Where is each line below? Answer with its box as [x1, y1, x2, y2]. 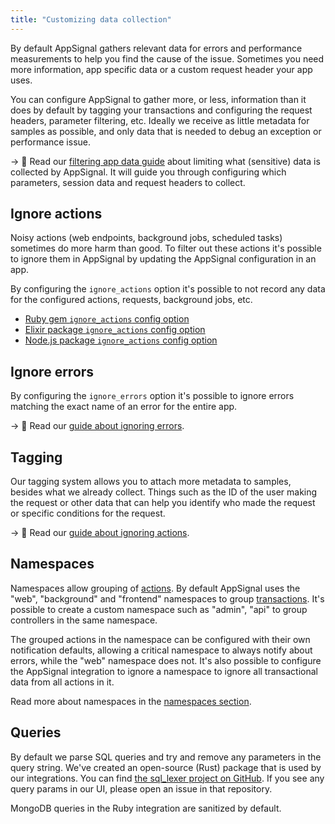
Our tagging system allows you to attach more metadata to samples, [10, 476, 292, 488]
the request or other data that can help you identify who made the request [10, 497, 316, 509]
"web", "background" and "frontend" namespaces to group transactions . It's [10, 592, 325, 605]
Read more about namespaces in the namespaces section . [10, 695, 252, 707]
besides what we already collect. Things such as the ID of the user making [10, 486, 318, 498]
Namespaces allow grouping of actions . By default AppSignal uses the [10, 582, 301, 594]
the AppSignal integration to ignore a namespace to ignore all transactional [10, 665, 318, 677]
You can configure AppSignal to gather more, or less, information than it [10, 93, 307, 105]
